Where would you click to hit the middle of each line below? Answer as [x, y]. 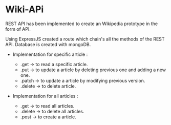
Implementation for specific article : [50, 54]
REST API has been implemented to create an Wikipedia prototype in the [81, 24]
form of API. [18, 29]
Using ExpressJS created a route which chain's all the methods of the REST [85, 39]
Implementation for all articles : [45, 96]
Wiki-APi [25, 9]
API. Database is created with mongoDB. [48, 44]
